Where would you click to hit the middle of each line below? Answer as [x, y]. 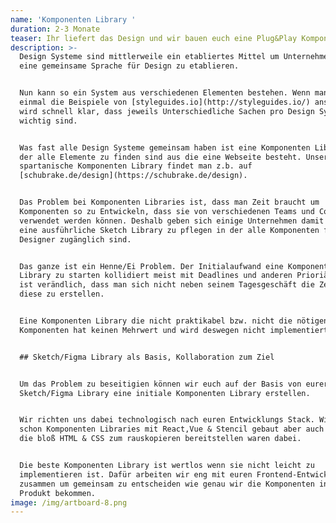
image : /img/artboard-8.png [69, 502]
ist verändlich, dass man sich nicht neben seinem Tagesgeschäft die [167, 285]
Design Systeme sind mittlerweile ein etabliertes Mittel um [149, 57]
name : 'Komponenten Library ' [73, 19]
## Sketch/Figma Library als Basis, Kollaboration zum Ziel [147, 357]
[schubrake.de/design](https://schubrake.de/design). [133, 176]
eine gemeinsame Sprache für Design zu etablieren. [129, 66]
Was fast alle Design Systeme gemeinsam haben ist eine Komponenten [165, 147]
